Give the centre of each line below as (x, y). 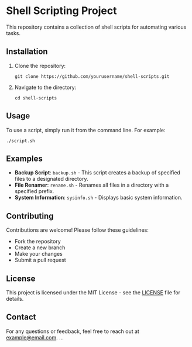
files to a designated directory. (51, 179)
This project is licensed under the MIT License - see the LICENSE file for (93, 293)
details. (15, 299)
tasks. (13, 33)
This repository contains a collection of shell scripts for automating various (96, 27)
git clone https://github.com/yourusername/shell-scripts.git (92, 76)
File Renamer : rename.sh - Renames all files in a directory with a (92, 185)
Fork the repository (38, 242)
